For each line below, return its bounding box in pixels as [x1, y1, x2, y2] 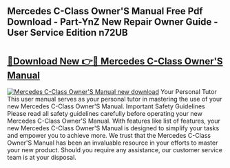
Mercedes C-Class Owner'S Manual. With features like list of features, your [7, 117, 220, 125]
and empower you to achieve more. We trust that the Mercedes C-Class [7, 132, 211, 139]
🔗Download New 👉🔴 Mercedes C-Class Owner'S [7, 55, 223, 67]
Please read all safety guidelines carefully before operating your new [7, 110, 203, 117]
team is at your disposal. [7, 154, 77, 161]
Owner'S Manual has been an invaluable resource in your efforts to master [7, 139, 218, 147]
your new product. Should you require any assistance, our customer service [7, 146, 222, 154]
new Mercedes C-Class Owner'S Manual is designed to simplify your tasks [7, 124, 220, 132]
